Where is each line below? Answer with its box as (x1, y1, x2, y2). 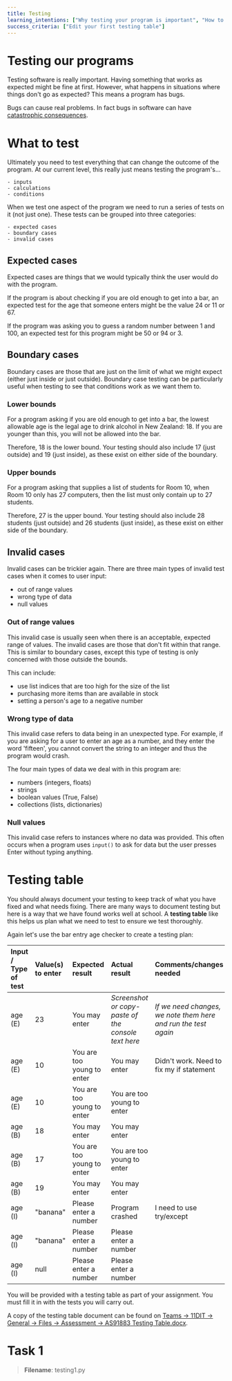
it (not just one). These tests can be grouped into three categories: (7, 210, 197, 218)
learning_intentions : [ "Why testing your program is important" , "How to (7, 17, 224, 24)
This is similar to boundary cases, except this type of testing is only (7, 648, 199, 656)
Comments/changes (155, 960, 224, 970)
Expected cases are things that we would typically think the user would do (7, 273, 219, 281)
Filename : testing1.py (23, 1366, 86, 1374)
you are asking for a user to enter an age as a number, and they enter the (7, 737, 215, 745)
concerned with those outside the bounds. (7, 655, 128, 664)
